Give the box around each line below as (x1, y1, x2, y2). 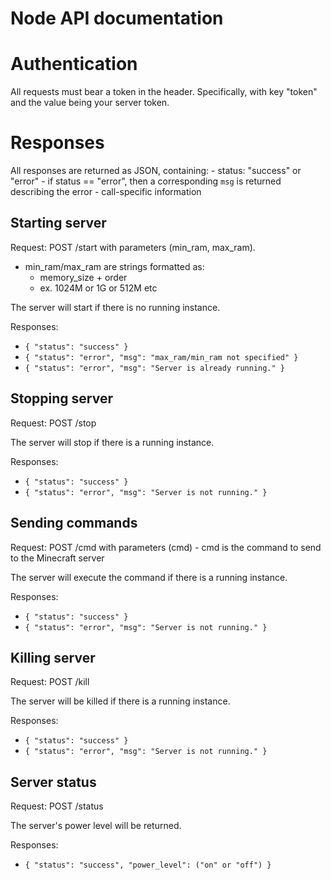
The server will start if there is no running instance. (10, 301, 221, 313)
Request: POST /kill (10, 676, 90, 688)
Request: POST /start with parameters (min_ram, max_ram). (10, 241, 256, 253)
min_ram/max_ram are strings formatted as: (24, 260, 205, 272)
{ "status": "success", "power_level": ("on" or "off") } (24, 860, 272, 871)
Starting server (10, 215, 107, 232)
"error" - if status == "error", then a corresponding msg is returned (10, 175, 282, 187)
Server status (10, 773, 97, 791)
